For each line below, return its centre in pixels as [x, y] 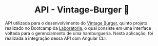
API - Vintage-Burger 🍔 [82, 10]
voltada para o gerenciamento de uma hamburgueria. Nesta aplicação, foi [79, 33]
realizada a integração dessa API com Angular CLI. [56, 38]
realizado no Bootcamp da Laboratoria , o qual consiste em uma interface [78, 28]
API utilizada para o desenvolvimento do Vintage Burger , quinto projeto [76, 23]
